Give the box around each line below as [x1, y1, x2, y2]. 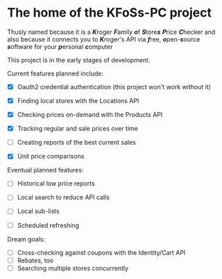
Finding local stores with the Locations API [17, 97, 139, 105]
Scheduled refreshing [17, 221, 80, 229]
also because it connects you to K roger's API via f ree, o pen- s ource [7, 35, 200, 43]
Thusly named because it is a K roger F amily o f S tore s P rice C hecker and [7, 28, 216, 36]
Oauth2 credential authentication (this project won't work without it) [17, 82, 212, 91]
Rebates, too [17, 256, 54, 264]
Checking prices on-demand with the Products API [17, 111, 163, 119]
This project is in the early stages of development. [7, 55, 151, 64]
